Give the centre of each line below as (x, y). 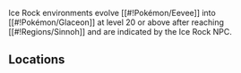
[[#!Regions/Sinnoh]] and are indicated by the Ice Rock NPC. (120, 32)
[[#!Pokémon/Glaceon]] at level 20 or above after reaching (116, 22)
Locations (37, 60)
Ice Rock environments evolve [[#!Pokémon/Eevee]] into (112, 13)
